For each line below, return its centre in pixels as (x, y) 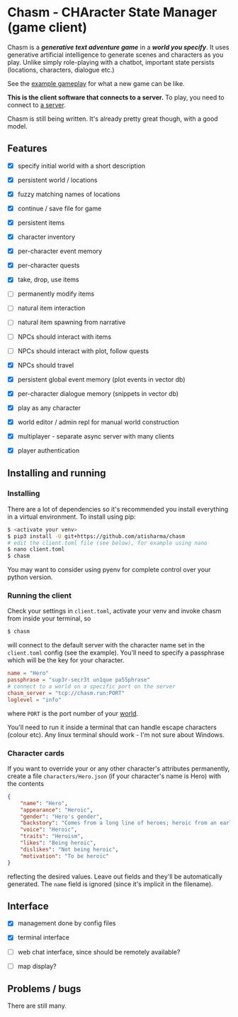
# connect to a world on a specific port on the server (91, 687)
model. (17, 126)
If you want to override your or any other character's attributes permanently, (119, 768)
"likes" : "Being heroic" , (58, 843)
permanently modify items (56, 294)
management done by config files (67, 923)
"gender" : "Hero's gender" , (61, 817)
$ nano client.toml (36, 549)
